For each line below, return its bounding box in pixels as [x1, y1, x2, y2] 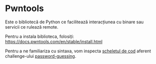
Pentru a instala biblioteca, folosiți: [5, 33, 74, 39]
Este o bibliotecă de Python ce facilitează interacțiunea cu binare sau [5, 19, 144, 25]
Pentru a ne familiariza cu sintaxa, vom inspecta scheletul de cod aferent [5, 48, 151, 54]
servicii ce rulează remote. [5, 24, 58, 30]
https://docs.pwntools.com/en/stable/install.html [5, 38, 103, 44]
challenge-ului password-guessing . [5, 53, 77, 59]
